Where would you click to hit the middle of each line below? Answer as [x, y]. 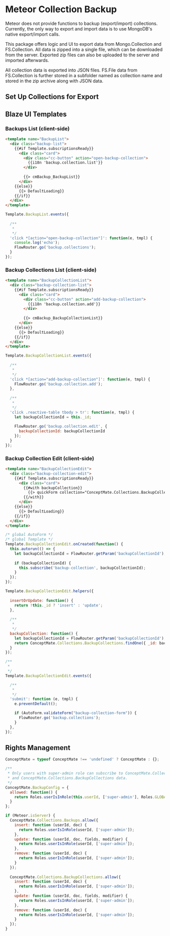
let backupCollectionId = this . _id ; [53, 417]
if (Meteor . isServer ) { [30, 816]
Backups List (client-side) [37, 128]
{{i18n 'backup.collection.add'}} [64, 304]
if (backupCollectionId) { [43, 563]
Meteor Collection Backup [61, 9]
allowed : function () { [34, 792]
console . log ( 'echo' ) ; [37, 243]
